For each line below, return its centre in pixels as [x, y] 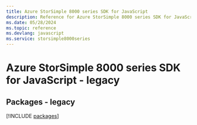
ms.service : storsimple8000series [48, 39]
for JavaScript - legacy [63, 80]
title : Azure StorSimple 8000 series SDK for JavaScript [77, 11]
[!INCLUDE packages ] [33, 116]
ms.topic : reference [31, 28]
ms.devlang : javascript [35, 33]
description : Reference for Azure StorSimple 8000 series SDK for [89, 17]
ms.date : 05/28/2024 [31, 22]
